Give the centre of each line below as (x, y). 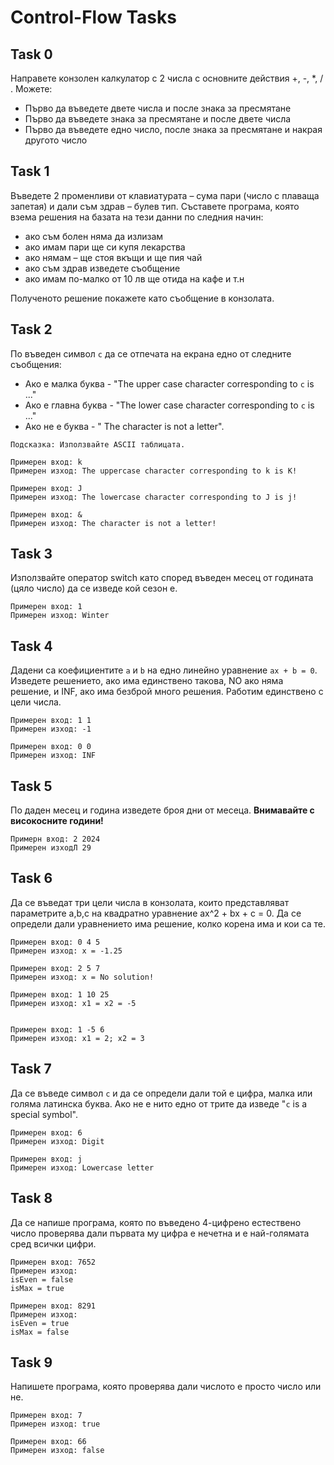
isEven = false (42, 1279)
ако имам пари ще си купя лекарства (105, 247)
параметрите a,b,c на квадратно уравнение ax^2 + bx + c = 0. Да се (156, 913)
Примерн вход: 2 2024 (55, 839)
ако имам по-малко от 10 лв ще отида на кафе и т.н (134, 278)
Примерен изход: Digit (57, 1141)
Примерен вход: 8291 (53, 1306)
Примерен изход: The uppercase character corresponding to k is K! (154, 471)
